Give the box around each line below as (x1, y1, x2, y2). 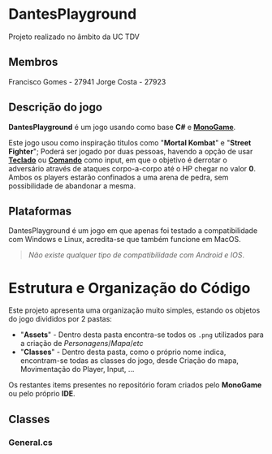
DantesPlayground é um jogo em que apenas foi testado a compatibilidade (8, 226, 258, 236)
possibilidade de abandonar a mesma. (8, 180, 136, 191)
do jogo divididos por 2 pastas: (8, 314, 112, 324)
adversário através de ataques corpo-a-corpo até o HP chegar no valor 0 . (8, 163, 256, 173)
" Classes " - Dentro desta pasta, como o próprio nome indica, (19, 347, 227, 357)
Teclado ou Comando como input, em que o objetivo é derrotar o (8, 155, 227, 165)
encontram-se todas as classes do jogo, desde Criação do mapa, (19, 356, 240, 365)
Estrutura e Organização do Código (8, 279, 251, 297)
